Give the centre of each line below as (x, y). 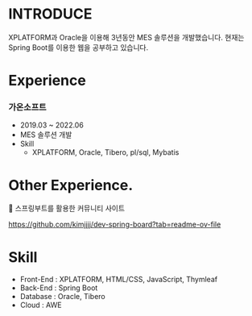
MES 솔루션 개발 (46, 135)
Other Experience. (71, 185)
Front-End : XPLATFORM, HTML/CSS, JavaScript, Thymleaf (119, 280)
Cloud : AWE (41, 305)
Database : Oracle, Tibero (63, 297)
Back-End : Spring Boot (59, 288)
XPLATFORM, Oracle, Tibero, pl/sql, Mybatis (105, 152)
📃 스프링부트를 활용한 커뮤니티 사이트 (67, 208)
